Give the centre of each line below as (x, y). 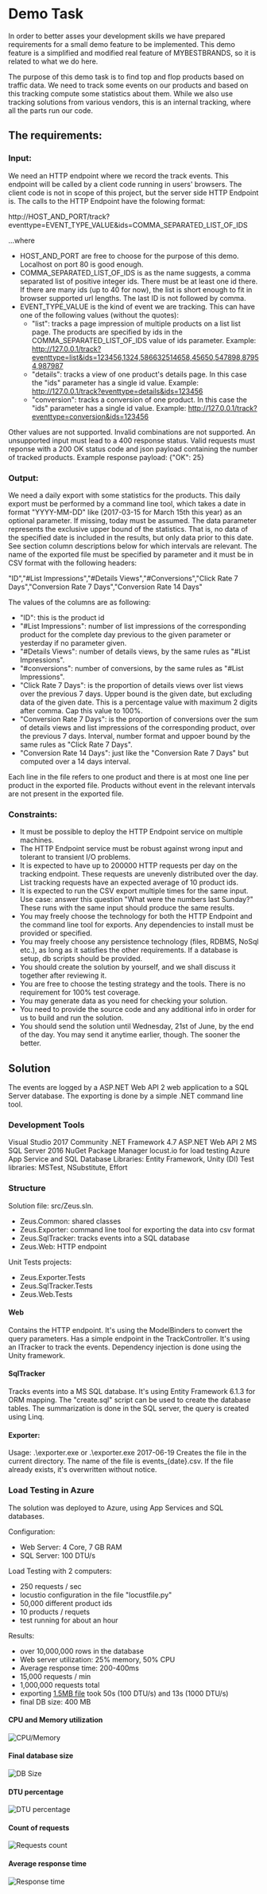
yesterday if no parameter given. (73, 642)
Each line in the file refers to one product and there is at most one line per (129, 776)
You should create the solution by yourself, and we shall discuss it (128, 967)
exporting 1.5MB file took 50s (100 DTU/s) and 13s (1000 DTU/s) (124, 1693)
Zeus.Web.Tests (46, 1294)
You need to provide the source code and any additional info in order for (138, 1009)
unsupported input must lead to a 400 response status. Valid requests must (132, 440)
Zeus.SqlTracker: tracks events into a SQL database (104, 1238)
